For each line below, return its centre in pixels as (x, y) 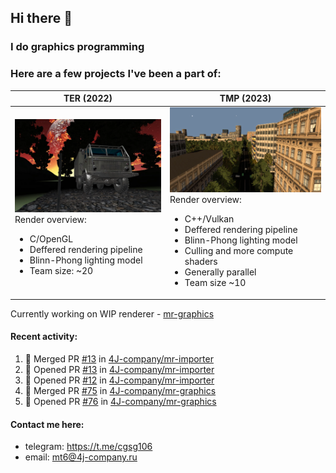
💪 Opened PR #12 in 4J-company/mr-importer (119, 380)
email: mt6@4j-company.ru (81, 457)
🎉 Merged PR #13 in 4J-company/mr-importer (119, 358)
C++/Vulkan (209, 219)
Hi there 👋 (41, 18)
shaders (201, 262)
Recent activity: (44, 337)
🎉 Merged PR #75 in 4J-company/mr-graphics (120, 390)
